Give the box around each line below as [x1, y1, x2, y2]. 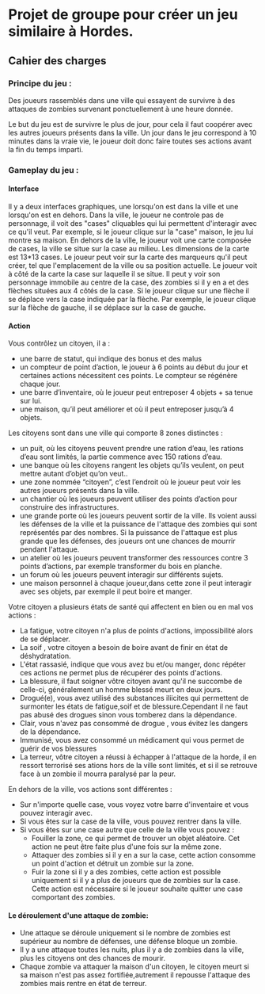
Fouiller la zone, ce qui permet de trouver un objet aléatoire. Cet [31, 834, 240, 843]
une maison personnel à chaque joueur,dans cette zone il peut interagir [19, 579, 252, 588]
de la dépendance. [19, 727, 81, 736]
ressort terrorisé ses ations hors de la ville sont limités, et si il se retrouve [19, 761, 258, 770]
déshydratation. [19, 652, 71, 661]
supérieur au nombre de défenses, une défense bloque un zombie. [19, 937, 238, 946]
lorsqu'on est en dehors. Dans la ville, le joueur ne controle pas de [8, 210, 224, 220]
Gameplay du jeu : [8, 164, 79, 175]
